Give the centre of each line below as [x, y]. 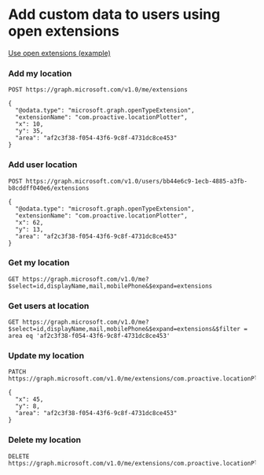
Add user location [43, 165]
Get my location [39, 263]
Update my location [46, 356]
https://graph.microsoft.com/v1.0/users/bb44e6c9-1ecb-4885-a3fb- [136, 181]
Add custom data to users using [114, 15]
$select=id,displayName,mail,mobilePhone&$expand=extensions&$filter [125, 329]
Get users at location [49, 306]
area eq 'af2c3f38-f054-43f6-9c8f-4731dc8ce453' [89, 336]
